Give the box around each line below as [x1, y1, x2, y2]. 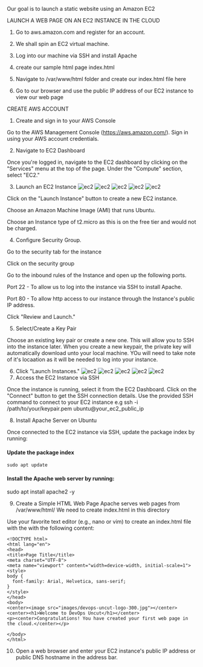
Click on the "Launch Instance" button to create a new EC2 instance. [7, 195, 178, 202]
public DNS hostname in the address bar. [15, 654, 118, 661]
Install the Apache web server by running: [7, 475, 115, 482]
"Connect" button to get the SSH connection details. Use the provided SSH [7, 392, 194, 399]
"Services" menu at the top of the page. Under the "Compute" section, [7, 165, 183, 172]
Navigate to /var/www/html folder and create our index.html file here [15, 76, 187, 82]
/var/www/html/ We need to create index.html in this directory [15, 506, 170, 513]
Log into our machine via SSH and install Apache [15, 52, 138, 59]
